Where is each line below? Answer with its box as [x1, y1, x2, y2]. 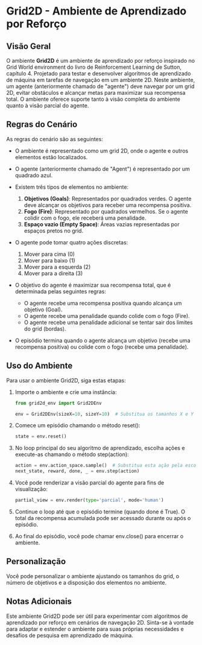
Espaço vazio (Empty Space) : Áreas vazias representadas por [24, 220, 180, 227]
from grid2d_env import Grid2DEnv [14, 400, 102, 406]
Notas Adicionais [6, 596, 72, 607]
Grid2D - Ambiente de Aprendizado [6, 4, 187, 18]
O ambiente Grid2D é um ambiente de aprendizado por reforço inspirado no [6, 57, 195, 64]
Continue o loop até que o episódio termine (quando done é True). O [14, 508, 186, 515]
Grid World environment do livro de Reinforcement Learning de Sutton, [6, 63, 182, 71]
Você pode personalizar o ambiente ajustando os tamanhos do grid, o [6, 572, 180, 580]
